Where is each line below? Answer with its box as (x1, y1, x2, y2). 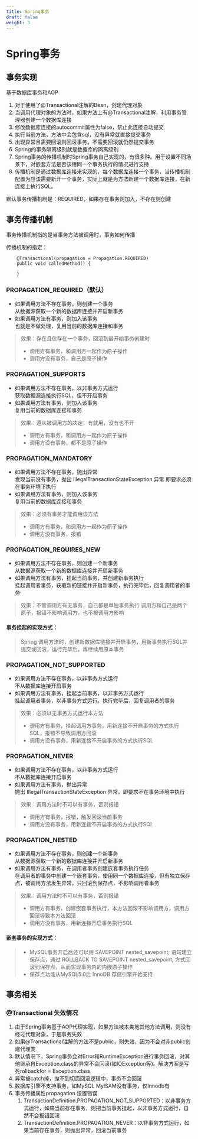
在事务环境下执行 (14, 483, 57, 491)
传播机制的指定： (6, 244, 48, 251)
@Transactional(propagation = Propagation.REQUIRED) (16, 255, 149, 262)
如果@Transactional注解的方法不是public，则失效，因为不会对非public (14, 1038, 186, 1045)
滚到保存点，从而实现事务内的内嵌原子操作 (29, 963, 133, 970)
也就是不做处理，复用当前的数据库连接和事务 (14, 323, 124, 330)
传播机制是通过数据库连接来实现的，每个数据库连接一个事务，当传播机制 (14, 168, 190, 175)
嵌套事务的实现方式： (6, 934, 58, 942)
